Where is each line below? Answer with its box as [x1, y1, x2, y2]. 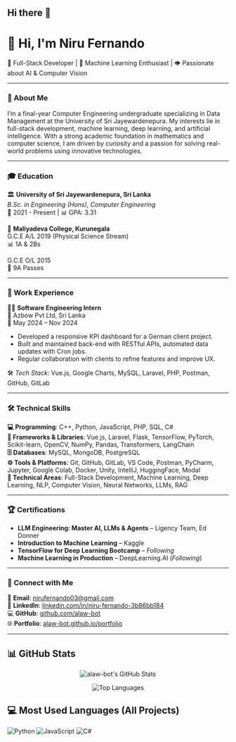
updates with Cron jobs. [17, 347, 87, 356]
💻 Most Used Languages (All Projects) [7, 705, 180, 717]
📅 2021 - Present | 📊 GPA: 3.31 [7, 208, 97, 217]
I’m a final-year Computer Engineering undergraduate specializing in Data [7, 109, 221, 117]
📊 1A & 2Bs [7, 240, 41, 248]
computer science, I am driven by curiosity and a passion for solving [7, 139, 206, 148]
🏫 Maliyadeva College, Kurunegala [7, 224, 110, 233]
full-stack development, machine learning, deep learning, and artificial [7, 124, 211, 132]
